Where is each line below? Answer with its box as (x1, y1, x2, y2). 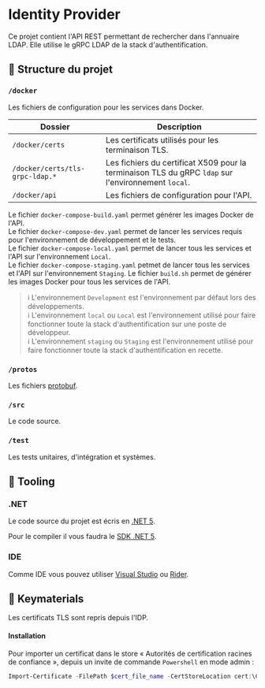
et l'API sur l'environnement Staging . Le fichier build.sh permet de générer (8, 268, 252, 277)
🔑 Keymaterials (8, 592, 84, 605)
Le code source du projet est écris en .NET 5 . (8, 516, 155, 526)
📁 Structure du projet (8, 63, 113, 76)
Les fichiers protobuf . (8, 381, 78, 390)
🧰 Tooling (8, 474, 55, 488)
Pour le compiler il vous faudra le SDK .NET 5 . (8, 532, 157, 541)
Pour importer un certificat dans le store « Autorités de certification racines (8, 649, 252, 658)
